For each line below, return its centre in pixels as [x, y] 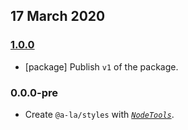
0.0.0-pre [34, 92]
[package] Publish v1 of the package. [101, 66]
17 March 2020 [58, 16]
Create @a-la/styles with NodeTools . [99, 114]
